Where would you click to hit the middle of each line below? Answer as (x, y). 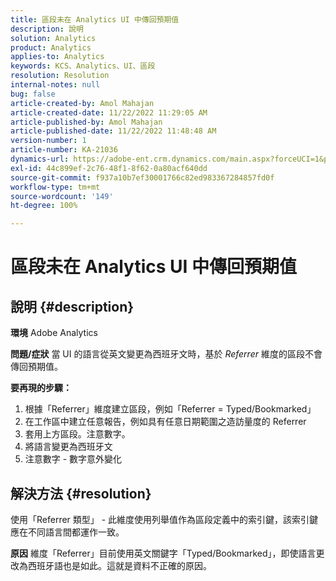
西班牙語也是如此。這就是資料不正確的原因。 (119, 565)
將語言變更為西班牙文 (68, 447)
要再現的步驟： (41, 388)
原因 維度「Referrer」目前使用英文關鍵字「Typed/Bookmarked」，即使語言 (163, 553)
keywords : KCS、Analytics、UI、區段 (83, 66)
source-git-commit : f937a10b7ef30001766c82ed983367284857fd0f (142, 177)
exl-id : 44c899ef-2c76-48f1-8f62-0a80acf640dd (109, 168)
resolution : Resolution (60, 76)
